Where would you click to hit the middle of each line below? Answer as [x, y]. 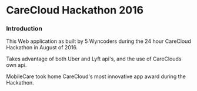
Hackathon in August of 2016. [42, 48]
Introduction [24, 29]
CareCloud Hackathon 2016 [75, 10]
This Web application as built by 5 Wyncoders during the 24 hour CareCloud [98, 41]
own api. [16, 65]
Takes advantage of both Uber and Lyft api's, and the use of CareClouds [94, 59]
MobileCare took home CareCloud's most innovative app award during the [96, 76]
